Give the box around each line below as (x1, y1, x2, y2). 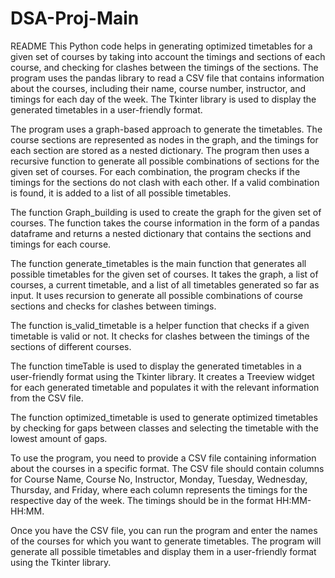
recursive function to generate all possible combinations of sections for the (10, 155, 320, 167)
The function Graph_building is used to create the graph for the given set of (10, 206, 322, 218)
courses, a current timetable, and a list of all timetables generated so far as (10, 278, 320, 291)
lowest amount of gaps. (10, 432, 108, 444)
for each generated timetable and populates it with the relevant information (10, 381, 320, 393)
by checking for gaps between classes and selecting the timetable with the (10, 422, 320, 434)
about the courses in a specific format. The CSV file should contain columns (10, 462, 325, 474)
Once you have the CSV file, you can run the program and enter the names (10, 524, 318, 536)
